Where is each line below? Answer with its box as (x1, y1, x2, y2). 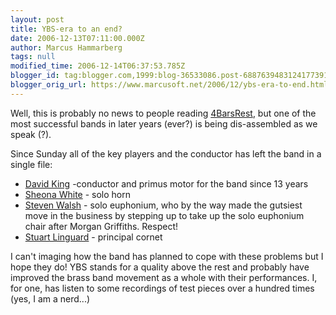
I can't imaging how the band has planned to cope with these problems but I (10, 250, 324, 262)
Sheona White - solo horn (24, 188, 132, 200)
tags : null (10, 52, 56, 62)
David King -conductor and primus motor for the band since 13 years (24, 177, 309, 190)
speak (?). (10, 128, 52, 140)
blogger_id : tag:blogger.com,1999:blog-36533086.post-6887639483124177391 (10, 71, 329, 81)
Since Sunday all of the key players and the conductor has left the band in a (10, 147, 322, 160)
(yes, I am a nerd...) (10, 292, 91, 305)
